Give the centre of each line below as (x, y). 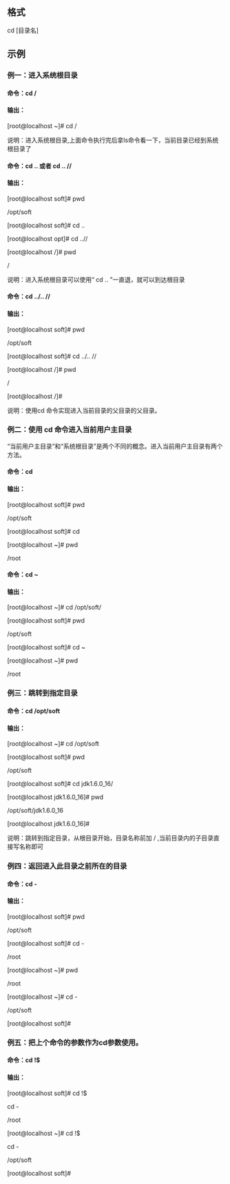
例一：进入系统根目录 (42, 76)
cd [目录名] (23, 30)
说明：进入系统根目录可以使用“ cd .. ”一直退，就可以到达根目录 (96, 279)
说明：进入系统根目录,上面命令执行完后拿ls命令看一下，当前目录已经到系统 (113, 140)
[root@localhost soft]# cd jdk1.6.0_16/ (60, 784)
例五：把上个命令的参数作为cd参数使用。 (75, 1042)
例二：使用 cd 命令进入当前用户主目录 (70, 430)
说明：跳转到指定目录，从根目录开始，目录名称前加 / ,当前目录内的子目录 (110, 838)
